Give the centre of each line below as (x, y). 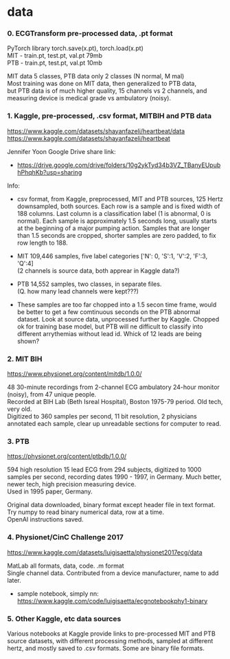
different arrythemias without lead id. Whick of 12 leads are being (110, 333)
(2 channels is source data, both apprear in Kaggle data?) (98, 270)
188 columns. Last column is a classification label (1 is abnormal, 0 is (114, 213)
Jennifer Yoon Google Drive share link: (61, 151)
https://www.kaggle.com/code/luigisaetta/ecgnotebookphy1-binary (112, 601)
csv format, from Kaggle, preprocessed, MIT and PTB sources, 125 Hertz (120, 199)
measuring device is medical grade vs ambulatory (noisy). (89, 98)
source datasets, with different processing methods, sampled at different (110, 640)
